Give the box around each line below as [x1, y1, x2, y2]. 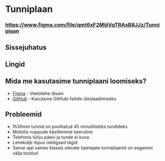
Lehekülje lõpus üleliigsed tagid [12, 139, 77, 145]
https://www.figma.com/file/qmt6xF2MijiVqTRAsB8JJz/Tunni [5, 21, 160, 28]
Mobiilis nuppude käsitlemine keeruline [12, 128, 93, 134]
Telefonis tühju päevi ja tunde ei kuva [12, 134, 89, 140]
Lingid [5, 60, 25, 68]
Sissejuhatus [5, 43, 47, 51]
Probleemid [5, 110, 42, 118]
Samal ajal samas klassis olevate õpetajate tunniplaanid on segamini [12, 144, 153, 150]
